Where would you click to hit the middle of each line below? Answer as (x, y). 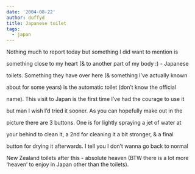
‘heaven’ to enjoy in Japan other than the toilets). (68, 164)
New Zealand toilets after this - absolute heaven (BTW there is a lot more (97, 158)
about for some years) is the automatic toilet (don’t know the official (91, 87)
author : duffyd (26, 18)
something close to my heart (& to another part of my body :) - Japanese (97, 64)
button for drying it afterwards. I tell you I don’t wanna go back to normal (97, 146)
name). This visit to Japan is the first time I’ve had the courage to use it (95, 99)
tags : (13, 29)
